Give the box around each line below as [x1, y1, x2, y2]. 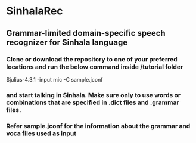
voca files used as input [6, 129, 76, 138]
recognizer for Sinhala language [6, 37, 128, 47]
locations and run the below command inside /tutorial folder [6, 63, 183, 71]
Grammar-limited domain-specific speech [6, 28, 166, 38]
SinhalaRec [6, 4, 64, 18]
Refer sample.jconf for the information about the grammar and [6, 122, 191, 130]
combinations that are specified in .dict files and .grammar [6, 98, 180, 107]
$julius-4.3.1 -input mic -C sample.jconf [6, 76, 103, 83]
